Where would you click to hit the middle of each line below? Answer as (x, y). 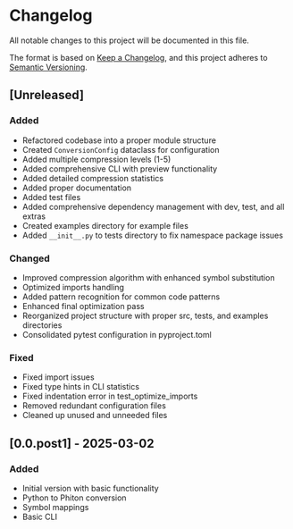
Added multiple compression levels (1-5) (96, 159)
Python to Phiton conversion (74, 498)
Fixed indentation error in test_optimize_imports (110, 396)
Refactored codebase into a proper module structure (119, 140)
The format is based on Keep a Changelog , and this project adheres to (138, 57)
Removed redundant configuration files (94, 406)
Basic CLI (40, 516)
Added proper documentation (77, 188)
